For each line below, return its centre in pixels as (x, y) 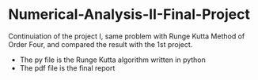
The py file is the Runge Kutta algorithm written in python (112, 60)
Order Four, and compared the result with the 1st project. (101, 44)
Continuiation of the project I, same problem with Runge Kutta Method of (127, 36)
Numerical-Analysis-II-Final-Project (129, 15)
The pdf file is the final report (67, 67)
